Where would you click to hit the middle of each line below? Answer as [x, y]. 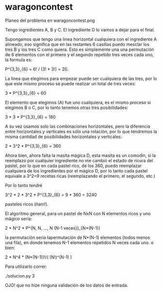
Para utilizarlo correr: [26, 266]
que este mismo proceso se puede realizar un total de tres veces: [70, 83]
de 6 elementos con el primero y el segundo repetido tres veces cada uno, [80, 54]
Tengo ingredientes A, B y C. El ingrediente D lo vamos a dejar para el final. [80, 30]
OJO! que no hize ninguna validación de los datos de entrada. [67, 285]
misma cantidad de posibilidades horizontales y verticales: [64, 137]
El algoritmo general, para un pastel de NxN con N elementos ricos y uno [78, 213]
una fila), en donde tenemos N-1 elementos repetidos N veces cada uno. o [79, 242]
